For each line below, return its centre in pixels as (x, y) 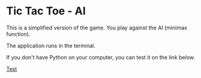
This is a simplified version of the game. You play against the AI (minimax (97, 28)
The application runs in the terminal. (51, 46)
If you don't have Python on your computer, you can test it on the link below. (101, 57)
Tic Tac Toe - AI (46, 11)
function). (18, 34)
